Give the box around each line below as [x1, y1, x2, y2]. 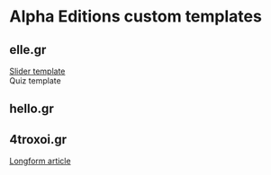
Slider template [9, 66, 66, 76]
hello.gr [9, 101, 54, 117]
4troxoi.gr [9, 132, 68, 147]
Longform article [9, 155, 71, 167]
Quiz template [9, 75, 61, 86]
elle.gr [9, 42, 47, 57]
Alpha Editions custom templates [9, 6, 263, 27]
